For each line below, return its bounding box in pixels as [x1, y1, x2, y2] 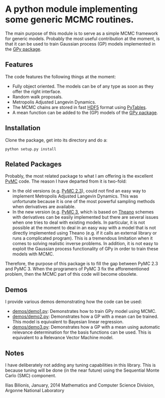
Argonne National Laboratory [5, 388, 64, 393]
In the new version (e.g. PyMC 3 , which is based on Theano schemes [12, 209, 154, 215]
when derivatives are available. [12, 204, 76, 210]
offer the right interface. [12, 88, 61, 95]
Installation [5, 124, 41, 132]
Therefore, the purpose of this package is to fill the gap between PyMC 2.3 [5, 261, 159, 267]
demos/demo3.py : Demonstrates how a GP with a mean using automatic [12, 324, 160, 330]
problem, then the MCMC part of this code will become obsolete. [5, 271, 138, 277]
